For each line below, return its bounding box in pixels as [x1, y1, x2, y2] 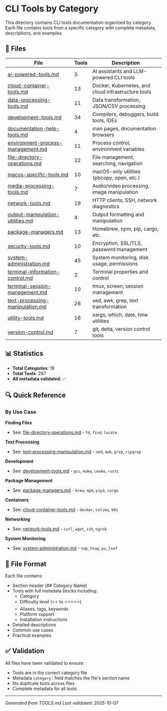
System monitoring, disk [92, 254, 149, 261]
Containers [5, 497, 29, 503]
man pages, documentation [92, 125, 157, 132]
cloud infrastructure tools [92, 88, 152, 95]
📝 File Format [5, 560, 47, 568]
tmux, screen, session [92, 283, 144, 289]
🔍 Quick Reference [5, 391, 66, 399]
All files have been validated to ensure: [5, 660, 84, 666]
